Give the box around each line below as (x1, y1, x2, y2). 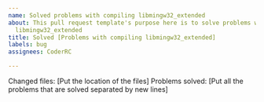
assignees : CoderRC (8, 48, 72, 56)
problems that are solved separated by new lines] (8, 85, 169, 94)
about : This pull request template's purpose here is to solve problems (8, 19, 251, 27)
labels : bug (8, 41, 47, 49)
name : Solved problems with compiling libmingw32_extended (8, 11, 206, 20)
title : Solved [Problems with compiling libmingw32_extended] (8, 33, 216, 42)
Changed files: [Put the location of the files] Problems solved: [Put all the (8, 76, 244, 86)
